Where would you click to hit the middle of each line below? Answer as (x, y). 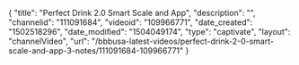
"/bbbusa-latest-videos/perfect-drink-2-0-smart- (183, 41)
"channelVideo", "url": (49, 41)
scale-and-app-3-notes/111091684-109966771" (96, 51)
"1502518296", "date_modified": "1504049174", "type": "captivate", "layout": (149, 32)
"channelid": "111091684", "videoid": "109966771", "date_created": (131, 22)
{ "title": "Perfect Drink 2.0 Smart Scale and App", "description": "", (132, 13)
